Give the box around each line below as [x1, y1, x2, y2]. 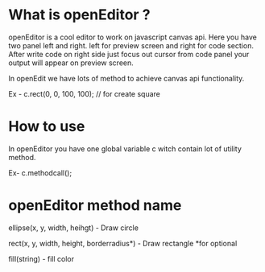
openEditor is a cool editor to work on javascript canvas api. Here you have [8, 32, 258, 42]
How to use [8, 117, 85, 136]
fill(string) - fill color [8, 253, 75, 263]
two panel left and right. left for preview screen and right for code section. [8, 40, 254, 50]
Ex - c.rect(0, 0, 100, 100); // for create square [8, 89, 161, 98]
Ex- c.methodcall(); [8, 167, 72, 178]
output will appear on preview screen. [8, 58, 135, 68]
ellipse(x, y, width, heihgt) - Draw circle [8, 223, 139, 233]
